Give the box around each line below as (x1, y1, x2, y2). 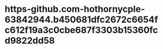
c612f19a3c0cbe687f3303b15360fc (4, 25, 158, 36)
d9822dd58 (4, 35, 55, 47)
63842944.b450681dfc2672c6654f (4, 14, 158, 25)
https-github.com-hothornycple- (4, 3, 145, 15)
